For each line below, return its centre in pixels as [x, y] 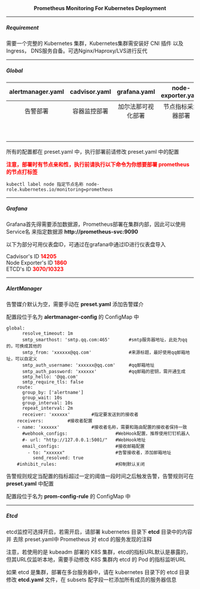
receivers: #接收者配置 [55, 421]
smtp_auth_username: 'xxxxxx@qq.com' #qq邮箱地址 [88, 365]
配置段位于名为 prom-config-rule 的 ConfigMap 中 [68, 496]
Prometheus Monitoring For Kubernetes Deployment [100, 8]
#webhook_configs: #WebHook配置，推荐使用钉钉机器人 [106, 434]
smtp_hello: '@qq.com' [50, 377]
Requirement [23, 28]
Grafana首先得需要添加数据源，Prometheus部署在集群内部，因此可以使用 [96, 224]
